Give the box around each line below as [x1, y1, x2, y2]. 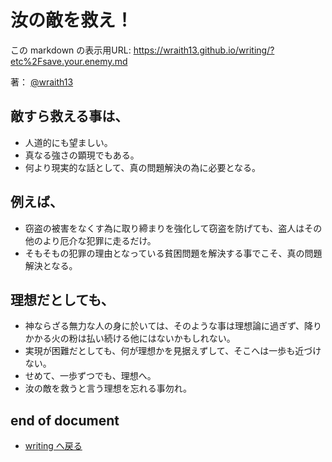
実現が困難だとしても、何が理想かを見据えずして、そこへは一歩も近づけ [24, 345, 322, 357]
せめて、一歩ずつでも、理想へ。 [24, 370, 157, 382]
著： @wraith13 [10, 76, 74, 88]
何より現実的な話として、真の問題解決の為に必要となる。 [24, 161, 261, 173]
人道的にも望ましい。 [24, 136, 113, 148]
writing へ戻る [24, 440, 83, 452]
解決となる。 [24, 259, 78, 271]
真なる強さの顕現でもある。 [24, 149, 140, 161]
